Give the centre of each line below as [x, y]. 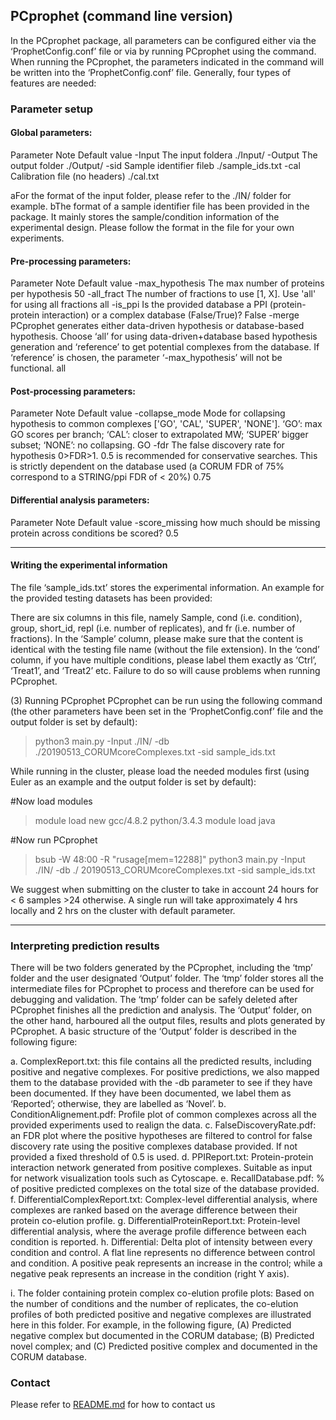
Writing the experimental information [89, 565]
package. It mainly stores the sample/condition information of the [145, 216]
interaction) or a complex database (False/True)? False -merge [170, 315]
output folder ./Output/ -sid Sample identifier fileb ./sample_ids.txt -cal [155, 165]
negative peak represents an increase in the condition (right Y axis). [150, 1274]
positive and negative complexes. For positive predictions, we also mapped [165, 1072]
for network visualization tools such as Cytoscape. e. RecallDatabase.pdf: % [167, 1178]
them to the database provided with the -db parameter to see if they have [161, 1083]
